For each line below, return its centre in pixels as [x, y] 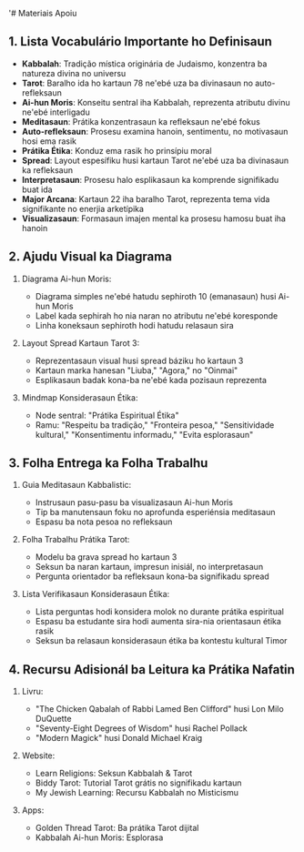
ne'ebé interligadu [56, 112]
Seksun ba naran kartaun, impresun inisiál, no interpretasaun [149, 567]
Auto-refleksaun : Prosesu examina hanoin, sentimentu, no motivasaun [155, 131]
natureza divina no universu [74, 73]
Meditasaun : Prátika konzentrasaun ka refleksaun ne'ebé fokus [141, 121]
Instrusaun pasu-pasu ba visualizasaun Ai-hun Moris [134, 502]
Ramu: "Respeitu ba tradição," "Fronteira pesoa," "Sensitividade [155, 425]
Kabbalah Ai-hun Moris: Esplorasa [99, 837]
